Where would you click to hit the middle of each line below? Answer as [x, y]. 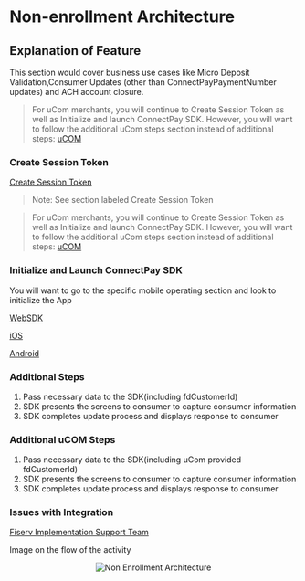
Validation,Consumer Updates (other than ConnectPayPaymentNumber [143, 82]
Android [24, 353]
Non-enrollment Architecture [122, 17]
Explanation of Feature [75, 51]
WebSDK [26, 318]
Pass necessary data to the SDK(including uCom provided [132, 460]
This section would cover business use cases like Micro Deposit [130, 72]
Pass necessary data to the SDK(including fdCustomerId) [130, 396]
